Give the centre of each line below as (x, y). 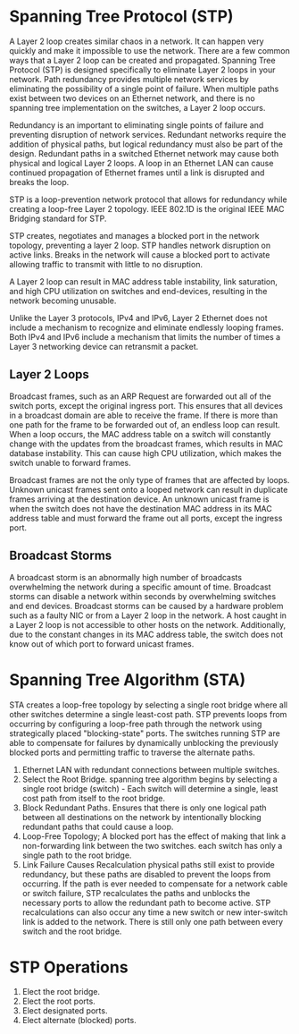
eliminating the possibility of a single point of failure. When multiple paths (144, 89)
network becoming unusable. (63, 301)
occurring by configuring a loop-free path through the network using (136, 724)
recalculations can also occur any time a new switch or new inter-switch (155, 912)
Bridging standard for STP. (58, 218)
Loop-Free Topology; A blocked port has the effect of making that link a (154, 836)
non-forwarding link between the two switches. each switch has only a (152, 845)
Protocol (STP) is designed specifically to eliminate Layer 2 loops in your (142, 70)
